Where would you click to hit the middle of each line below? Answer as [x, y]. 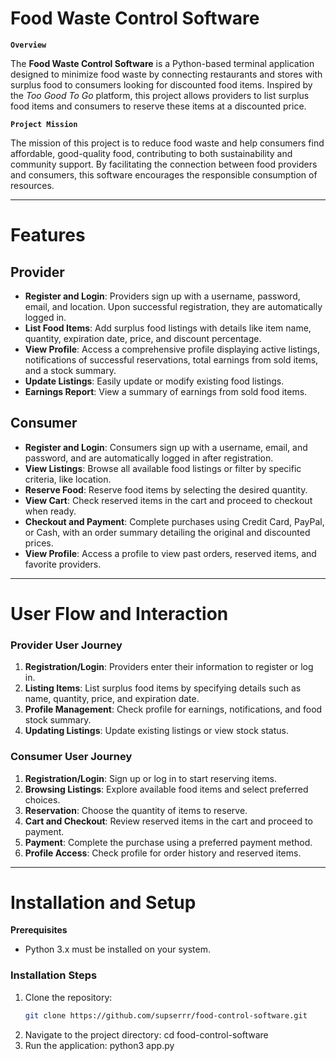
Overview [28, 45]
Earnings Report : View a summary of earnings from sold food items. [166, 391]
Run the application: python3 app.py [99, 1045]
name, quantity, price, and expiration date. [112, 699]
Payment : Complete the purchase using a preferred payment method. [168, 842]
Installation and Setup [103, 902]
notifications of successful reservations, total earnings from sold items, [171, 359]
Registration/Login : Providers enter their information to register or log [169, 667]
